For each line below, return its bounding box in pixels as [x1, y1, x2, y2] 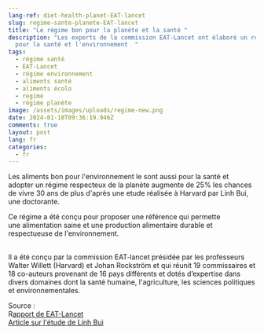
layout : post [8, 128, 51, 136]
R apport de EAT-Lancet [8, 310, 84, 319]
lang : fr [8, 135, 37, 144]
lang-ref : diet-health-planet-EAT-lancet [8, 11, 146, 20]
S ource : [8, 301, 35, 310]
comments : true [8, 121, 58, 129]
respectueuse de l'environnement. [8, 229, 119, 238]
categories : [8, 143, 47, 151]
